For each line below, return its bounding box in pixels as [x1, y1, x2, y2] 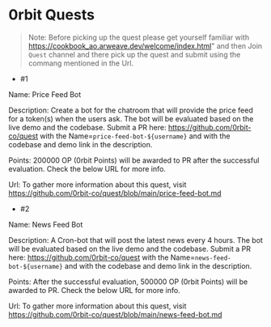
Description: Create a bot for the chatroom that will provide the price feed [8, 105, 253, 115]
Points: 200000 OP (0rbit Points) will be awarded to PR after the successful [8, 155, 260, 165]
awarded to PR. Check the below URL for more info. [8, 285, 180, 295]
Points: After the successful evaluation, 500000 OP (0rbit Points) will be [8, 277, 248, 287]
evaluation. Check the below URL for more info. [8, 163, 166, 173]
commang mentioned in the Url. [28, 58, 134, 68]
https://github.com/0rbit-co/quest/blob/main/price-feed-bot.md [8, 188, 222, 197]
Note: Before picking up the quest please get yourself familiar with [28, 32, 249, 42]
